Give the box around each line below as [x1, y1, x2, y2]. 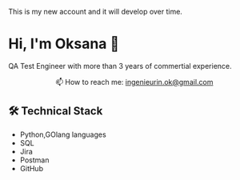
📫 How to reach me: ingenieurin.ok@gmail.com [55, 77, 214, 86]
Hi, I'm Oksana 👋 [8, 35, 120, 53]
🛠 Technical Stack [8, 104, 103, 118]
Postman [19, 155, 50, 165]
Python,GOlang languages [19, 130, 106, 139]
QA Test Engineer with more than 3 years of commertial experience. [8, 61, 232, 70]
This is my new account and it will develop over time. [8, 7, 182, 16]
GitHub [19, 163, 44, 173]
